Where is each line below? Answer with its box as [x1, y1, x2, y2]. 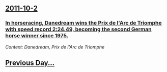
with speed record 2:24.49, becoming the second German [5, 26, 152, 33]
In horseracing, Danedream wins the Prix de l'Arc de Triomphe [5, 19, 162, 27]
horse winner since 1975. [5, 32, 69, 39]
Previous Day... [5, 59, 55, 67]
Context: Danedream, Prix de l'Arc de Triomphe [5, 43, 105, 50]
